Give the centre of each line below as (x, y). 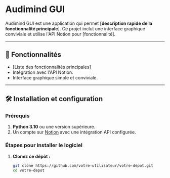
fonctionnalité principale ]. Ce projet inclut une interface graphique (75, 28)
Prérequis (17, 116)
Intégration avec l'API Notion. (43, 72)
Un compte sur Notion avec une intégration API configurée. (74, 132)
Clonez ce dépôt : (31, 156)
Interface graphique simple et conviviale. (55, 77)
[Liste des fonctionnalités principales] (52, 67)
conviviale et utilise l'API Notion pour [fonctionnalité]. (60, 34)
